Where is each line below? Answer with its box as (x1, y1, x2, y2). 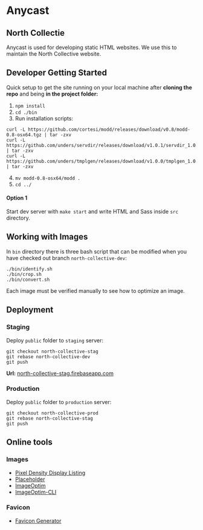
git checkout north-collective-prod (6, 410, 98, 416)
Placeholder (14, 476, 45, 483)
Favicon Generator (14, 517, 62, 524)
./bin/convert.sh (6, 276, 50, 283)
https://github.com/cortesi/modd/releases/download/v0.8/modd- (28, 126, 190, 132)
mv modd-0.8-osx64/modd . (14, 175, 80, 182)
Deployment (6, 305, 54, 315)
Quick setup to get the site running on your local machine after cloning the (6, 83, 192, 91)
